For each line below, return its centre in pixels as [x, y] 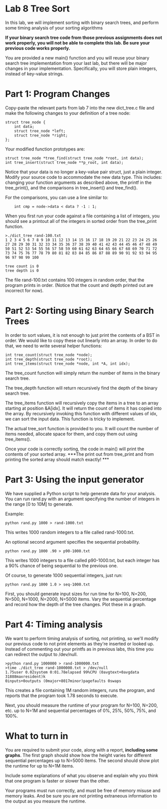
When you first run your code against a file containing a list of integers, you [83, 216]
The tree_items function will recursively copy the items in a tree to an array [82, 403]
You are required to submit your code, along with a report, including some [82, 750]
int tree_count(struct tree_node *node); [49, 355]
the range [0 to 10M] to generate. [39, 504]
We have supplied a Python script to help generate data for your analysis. [81, 493]
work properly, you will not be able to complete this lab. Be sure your [78, 42]
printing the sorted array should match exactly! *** [57, 459]
